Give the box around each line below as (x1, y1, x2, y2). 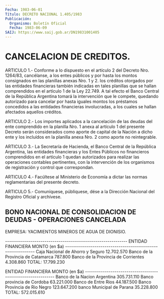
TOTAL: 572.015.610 (5, 289, 46, 295)
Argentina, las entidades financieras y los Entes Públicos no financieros (5, 149, 149, 154)
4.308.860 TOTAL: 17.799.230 (5, 259, 65, 265)
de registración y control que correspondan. (5, 164, 94, 170)
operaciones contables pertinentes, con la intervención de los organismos (5, 159, 155, 165)
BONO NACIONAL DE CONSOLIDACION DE (5, 208, 137, 216)
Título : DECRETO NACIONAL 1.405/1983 (5, 12, 82, 17)
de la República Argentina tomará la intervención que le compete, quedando (5, 93, 159, 99)
